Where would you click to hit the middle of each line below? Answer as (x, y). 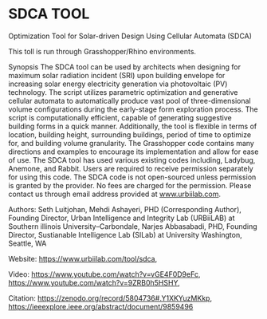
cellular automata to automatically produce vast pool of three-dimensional (130, 100)
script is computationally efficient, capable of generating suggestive (120, 117)
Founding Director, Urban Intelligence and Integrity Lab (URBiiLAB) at (122, 218)
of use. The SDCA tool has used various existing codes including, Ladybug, (132, 159)
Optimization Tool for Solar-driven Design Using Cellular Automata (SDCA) (130, 36)
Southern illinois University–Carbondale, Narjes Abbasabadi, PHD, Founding (133, 226)
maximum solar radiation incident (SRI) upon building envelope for (117, 75)
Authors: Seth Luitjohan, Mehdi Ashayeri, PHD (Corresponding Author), (125, 209)
